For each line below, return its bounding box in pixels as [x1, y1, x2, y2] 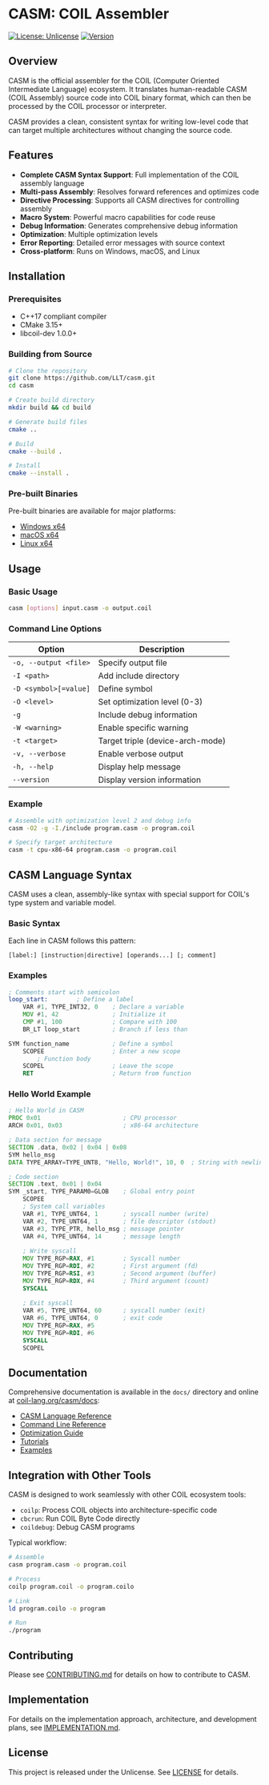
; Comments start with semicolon [8, 988, 120, 997]
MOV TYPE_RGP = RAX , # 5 [22, 1322, 94, 1330]
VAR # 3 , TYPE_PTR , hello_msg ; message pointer [22, 1225, 184, 1233]
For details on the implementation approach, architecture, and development [8, 1714, 258, 1723]
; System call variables [22, 1202, 106, 1211]
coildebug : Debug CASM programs [19, 1522, 135, 1532]
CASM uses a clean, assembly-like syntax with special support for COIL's [8, 889, 250, 899]
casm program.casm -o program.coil [8, 1561, 127, 1569]
